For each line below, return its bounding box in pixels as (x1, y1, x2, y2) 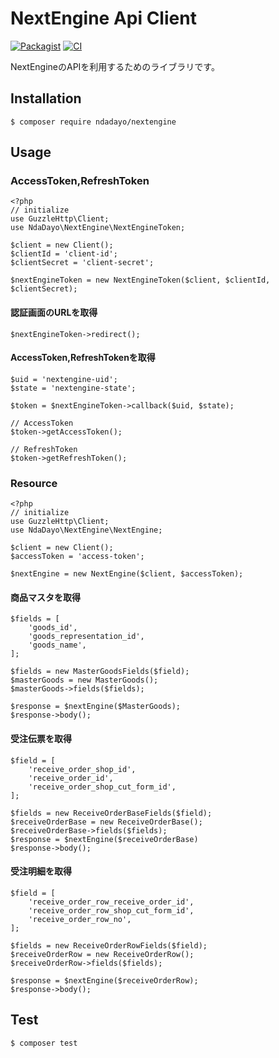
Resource (10, 476, 58, 490)
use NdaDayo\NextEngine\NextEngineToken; (10, 223, 186, 233)
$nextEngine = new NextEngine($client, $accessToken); (10, 569, 244, 579)
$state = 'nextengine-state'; (10, 383, 137, 393)
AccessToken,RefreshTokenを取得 (10, 352, 156, 364)
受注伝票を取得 (10, 732, 72, 744)
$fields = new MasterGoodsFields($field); (10, 667, 190, 677)
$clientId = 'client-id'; (10, 249, 118, 259)
